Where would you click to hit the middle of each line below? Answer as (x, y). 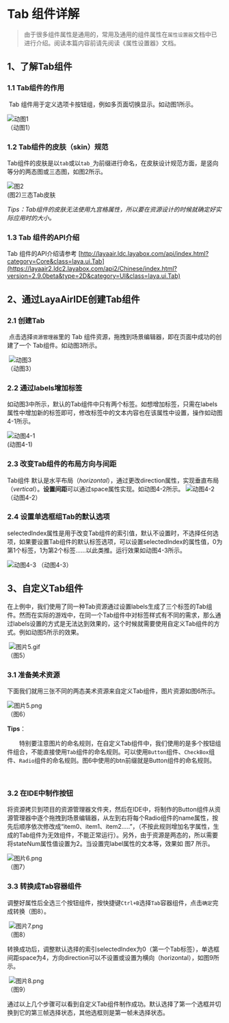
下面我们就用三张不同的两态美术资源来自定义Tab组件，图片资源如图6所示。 (113, 691)
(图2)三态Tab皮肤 (31, 195)
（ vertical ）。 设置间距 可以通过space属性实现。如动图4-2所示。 (96, 489)
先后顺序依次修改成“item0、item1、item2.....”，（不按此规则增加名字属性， (110, 827)
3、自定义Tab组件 (45, 588)
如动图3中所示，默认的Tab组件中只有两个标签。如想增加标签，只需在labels (112, 404)
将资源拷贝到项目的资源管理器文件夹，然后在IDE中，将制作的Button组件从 (111, 810)
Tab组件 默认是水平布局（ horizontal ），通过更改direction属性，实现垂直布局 (113, 480)
